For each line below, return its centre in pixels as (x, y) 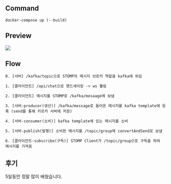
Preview (19, 36)
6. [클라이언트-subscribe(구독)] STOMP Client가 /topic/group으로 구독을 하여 (83, 141)
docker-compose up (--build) (36, 20)
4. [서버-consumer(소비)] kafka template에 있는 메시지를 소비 (67, 121)
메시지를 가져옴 (19, 147)
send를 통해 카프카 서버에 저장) (43, 112)
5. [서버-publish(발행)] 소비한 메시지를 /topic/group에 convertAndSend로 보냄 (84, 131)
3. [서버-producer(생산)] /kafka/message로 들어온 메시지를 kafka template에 (83, 106)
